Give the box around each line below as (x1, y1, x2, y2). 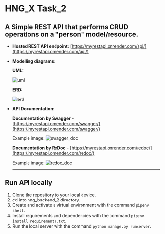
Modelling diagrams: (12, 58, 55, 64)
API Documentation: (12, 106, 55, 111)
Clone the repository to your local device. (12, 192, 96, 198)
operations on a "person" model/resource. (5, 30, 138, 38)
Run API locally (5, 178, 53, 187)
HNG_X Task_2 (5, 3, 67, 14)
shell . (12, 207, 25, 213)
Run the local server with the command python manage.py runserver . (12, 223, 151, 229)
